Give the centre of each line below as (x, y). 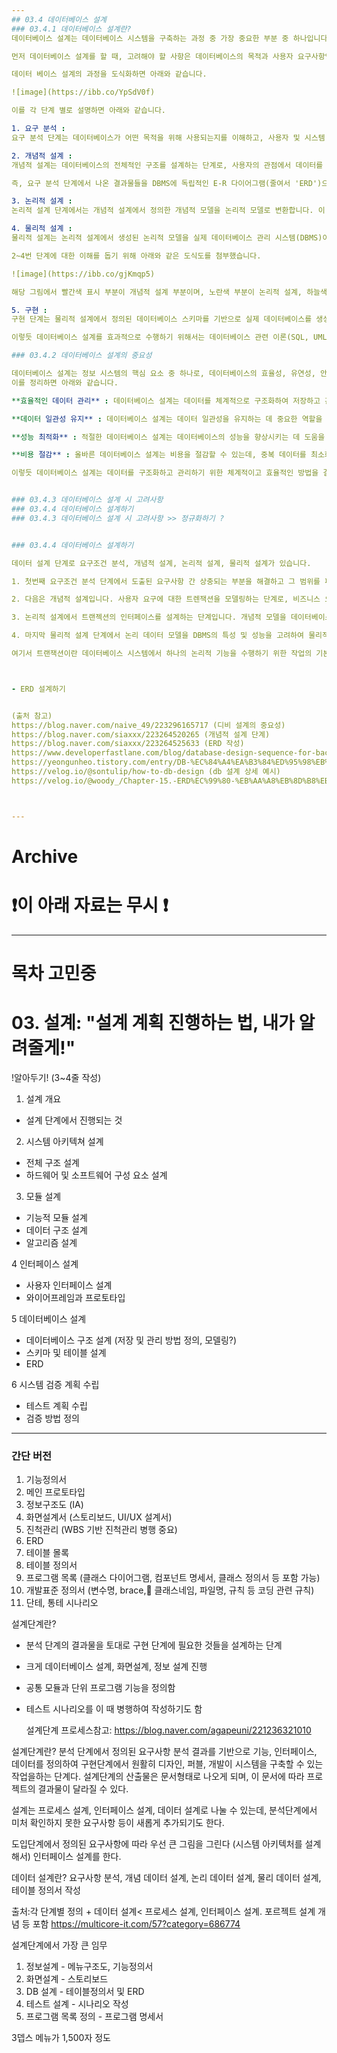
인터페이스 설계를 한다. (77, 1857)
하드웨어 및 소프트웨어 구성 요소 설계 (96, 1175)
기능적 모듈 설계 (56, 1217)
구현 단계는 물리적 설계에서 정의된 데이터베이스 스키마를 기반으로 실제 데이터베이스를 (162, 319)
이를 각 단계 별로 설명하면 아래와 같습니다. (89, 111)
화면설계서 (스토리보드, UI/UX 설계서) (99, 1517)
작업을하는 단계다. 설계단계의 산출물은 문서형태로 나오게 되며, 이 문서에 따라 (158, 1777)
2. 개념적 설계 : (42, 156)
